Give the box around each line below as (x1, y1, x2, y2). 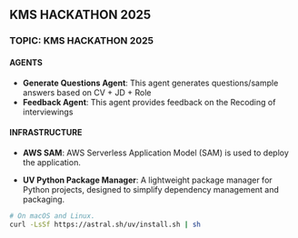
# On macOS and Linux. (9, 211, 95, 221)
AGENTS (9, 56, 43, 67)
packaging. (22, 193, 65, 204)
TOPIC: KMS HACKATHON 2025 (9, 35, 154, 47)
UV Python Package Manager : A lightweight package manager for (22, 174, 273, 185)
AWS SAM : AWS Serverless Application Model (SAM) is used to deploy (22, 147, 289, 158)
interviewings (22, 106, 74, 117)
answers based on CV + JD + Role (22, 86, 152, 98)
